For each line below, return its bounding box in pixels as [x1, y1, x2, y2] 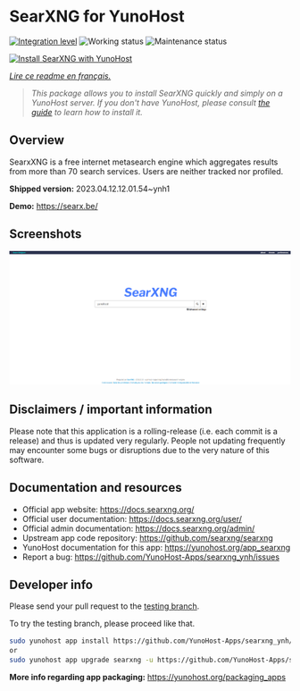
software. [9, 454, 45, 465]
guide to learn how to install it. [30, 106, 143, 117]
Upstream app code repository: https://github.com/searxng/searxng [21, 532, 274, 543]
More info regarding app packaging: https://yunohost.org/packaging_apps [9, 672, 287, 683]
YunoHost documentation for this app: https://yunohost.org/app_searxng [21, 542, 291, 552]
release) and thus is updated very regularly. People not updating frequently [9, 435, 286, 446]
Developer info [9, 577, 94, 592]
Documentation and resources [9, 480, 182, 495]
